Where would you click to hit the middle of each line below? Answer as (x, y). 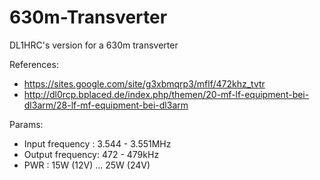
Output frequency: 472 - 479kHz (91, 154)
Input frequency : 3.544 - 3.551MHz (97, 143)
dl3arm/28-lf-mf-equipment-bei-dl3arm (106, 105)
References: (34, 64)
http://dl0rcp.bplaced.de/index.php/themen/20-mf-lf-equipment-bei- (166, 94)
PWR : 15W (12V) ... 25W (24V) (87, 165)
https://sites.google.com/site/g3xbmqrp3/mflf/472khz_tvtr (144, 83)
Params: (26, 124)
